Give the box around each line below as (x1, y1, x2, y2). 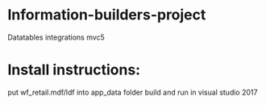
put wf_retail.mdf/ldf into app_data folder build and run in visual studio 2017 (7, 87, 258, 97)
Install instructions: (7, 61, 141, 79)
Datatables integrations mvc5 (7, 32, 106, 42)
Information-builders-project (7, 6, 206, 24)
